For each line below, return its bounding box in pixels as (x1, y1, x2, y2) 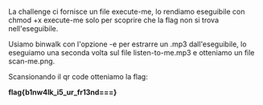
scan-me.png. (8, 56, 55, 66)
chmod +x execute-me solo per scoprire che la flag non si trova (8, 15, 220, 25)
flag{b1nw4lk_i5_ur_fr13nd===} (8, 87, 117, 97)
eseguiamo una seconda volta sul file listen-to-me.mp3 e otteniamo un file (8, 48, 255, 57)
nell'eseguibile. (8, 24, 59, 33)
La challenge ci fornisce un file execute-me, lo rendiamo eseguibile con (8, 7, 245, 16)
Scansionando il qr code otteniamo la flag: (8, 72, 149, 81)
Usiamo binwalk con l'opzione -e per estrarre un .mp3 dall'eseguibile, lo (8, 39, 247, 49)
